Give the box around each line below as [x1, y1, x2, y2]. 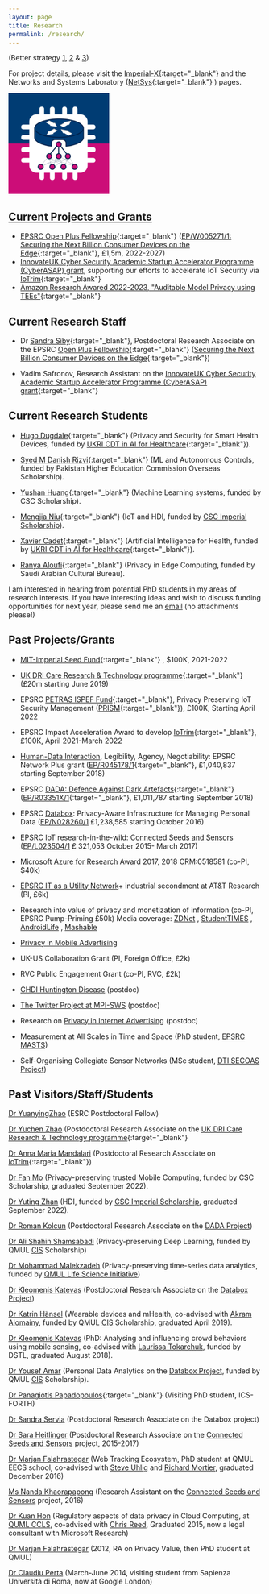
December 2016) [8, 1472, 64, 1481]
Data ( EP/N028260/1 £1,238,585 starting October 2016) [19, 816, 205, 826]
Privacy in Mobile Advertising [19, 937, 118, 947]
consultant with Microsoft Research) [8, 1528, 129, 1538]
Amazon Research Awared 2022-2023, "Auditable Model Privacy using [19, 283, 255, 293]
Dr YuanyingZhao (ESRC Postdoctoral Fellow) [8, 1109, 159, 1119]
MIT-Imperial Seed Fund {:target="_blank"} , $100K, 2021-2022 [19, 654, 228, 664]
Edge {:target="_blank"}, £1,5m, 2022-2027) [19, 248, 166, 258]
